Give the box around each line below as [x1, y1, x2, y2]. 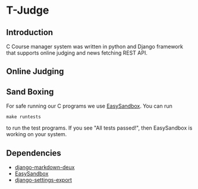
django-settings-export [14, 177, 73, 184]
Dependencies [6, 148, 61, 158]
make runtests [6, 114, 42, 120]
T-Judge [6, 4, 49, 17]
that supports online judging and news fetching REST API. [6, 49, 147, 56]
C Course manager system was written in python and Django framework [6, 43, 183, 50]
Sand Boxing [6, 87, 54, 97]
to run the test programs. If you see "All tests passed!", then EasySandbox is [6, 124, 193, 131]
